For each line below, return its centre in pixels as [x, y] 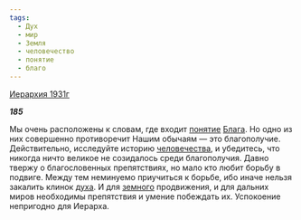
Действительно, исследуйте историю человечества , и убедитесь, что [145, 148]
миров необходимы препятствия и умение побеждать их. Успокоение [145, 196]
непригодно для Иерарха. [60, 206]
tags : [19, 18]
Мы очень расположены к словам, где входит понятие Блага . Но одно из [151, 129]
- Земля [32, 43]
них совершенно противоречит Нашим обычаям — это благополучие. [145, 139]
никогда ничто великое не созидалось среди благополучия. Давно [139, 158]
